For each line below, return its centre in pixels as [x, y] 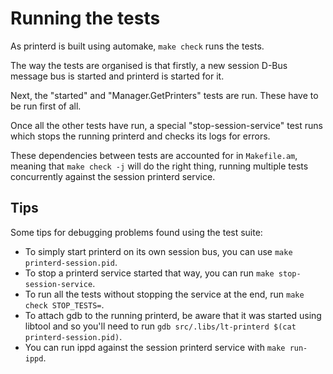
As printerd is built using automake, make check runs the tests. [137, 46]
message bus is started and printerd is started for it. [117, 76]
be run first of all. [46, 106]
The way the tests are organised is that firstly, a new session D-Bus [149, 65]
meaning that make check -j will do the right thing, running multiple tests [159, 166]
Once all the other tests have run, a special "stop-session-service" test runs [166, 125]
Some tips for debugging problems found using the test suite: [136, 232]
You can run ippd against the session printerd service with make [155, 347]
